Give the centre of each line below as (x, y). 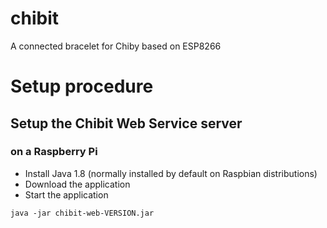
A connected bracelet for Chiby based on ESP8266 (116, 46)
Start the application (66, 194)
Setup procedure (82, 86)
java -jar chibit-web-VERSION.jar (82, 213)
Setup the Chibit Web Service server (126, 123)
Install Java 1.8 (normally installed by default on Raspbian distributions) (171, 173)
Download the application (77, 184)
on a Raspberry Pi (54, 152)
